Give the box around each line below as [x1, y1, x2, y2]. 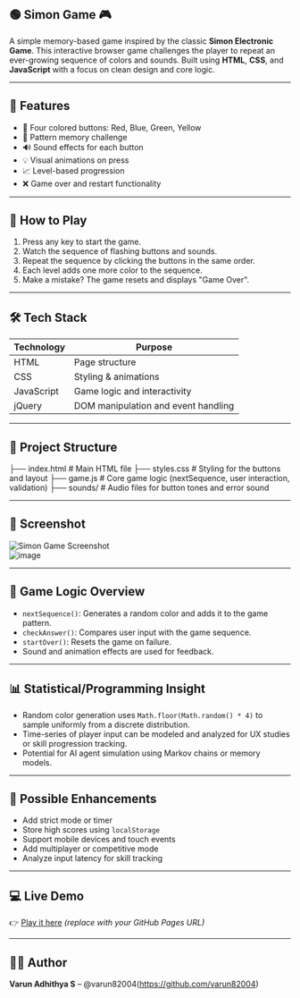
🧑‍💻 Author [9, 955, 68, 970]
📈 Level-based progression [21, 165, 125, 176]
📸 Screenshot [9, 517, 87, 532]
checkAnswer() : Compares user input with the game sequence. [21, 627, 252, 638]
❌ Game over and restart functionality [21, 178, 162, 189]
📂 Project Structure [9, 439, 118, 454]
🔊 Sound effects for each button [21, 141, 145, 152]
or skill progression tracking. [21, 738, 128, 748]
